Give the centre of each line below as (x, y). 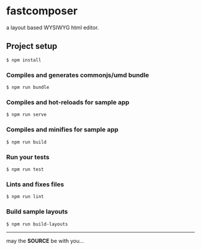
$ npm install (24, 60)
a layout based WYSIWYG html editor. (53, 27)
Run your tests (28, 157)
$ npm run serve (26, 115)
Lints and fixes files (35, 184)
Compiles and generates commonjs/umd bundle (78, 75)
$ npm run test (25, 169)
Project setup (32, 46)
